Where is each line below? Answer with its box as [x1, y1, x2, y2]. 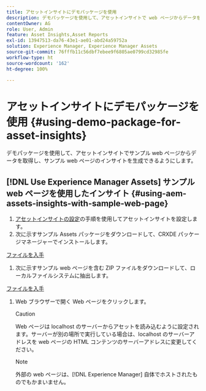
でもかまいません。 [20, 378, 69, 386]
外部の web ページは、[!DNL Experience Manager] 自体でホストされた [15, 371, 193, 378]
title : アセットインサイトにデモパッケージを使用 [6, 9, 117, 15]
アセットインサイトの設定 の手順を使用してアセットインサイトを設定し [15, 215, 193, 222]
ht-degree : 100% [6, 66, 48, 72]
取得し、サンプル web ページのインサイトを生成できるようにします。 [22, 157, 197, 164]
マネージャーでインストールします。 [20, 238, 112, 246]
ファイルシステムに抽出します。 [31, 272, 112, 279]
